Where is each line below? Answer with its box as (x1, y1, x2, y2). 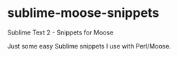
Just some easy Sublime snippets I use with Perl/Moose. (7, 42, 171, 50)
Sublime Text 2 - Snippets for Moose (7, 28, 114, 37)
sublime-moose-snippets (7, 5, 160, 21)
